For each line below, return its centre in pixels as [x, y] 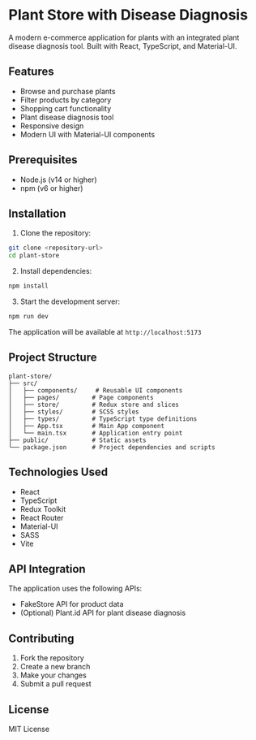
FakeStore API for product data [72, 604]
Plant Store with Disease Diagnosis [128, 15]
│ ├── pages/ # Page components [81, 397]
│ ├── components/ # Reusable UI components [96, 390]
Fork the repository [52, 658]
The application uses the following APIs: [75, 589]
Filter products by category [66, 100]
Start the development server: [70, 301]
